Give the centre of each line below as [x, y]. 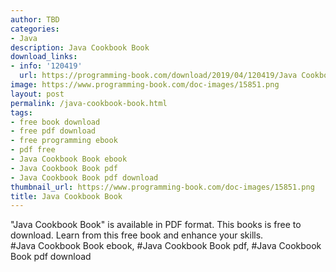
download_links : [44, 57]
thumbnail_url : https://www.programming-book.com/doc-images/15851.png [162, 187]
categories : [35, 29]
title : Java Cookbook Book [66, 196]
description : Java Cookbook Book [80, 47]
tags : [21, 112]
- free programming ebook [64, 141]
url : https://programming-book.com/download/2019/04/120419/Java [158, 76]
